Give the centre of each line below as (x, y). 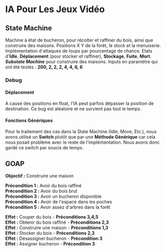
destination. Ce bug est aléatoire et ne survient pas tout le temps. (73, 109)
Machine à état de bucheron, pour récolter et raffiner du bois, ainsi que (79, 40)
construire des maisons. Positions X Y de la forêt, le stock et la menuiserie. (83, 46)
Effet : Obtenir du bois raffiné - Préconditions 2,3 (57, 222)
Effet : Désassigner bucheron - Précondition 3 (54, 238)
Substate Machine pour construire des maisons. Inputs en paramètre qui (81, 61)
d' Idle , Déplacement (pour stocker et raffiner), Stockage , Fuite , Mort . (78, 56)
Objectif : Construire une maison (39, 176)
